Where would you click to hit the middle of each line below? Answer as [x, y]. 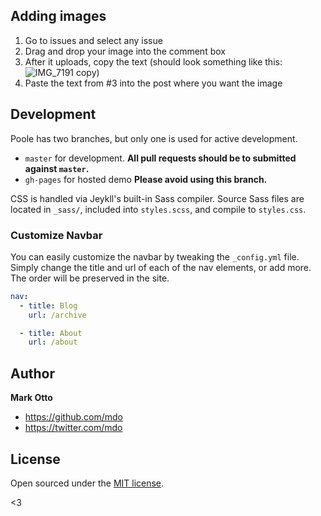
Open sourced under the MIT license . [87, 483]
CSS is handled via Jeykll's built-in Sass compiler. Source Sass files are [157, 198]
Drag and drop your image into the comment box [125, 51]
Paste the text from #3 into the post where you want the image [153, 83]
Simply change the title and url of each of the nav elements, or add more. [161, 267]
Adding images [58, 16]
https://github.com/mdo [73, 417]
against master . [57, 168]
